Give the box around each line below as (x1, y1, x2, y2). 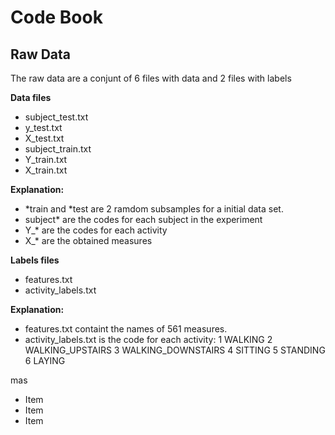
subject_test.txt (24, 111, 89, 123)
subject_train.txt (24, 143, 92, 155)
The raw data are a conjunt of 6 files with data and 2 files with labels (10, 72, 292, 84)
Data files (10, 92, 52, 103)
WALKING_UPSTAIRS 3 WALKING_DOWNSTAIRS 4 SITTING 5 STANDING (24, 344, 326, 356)
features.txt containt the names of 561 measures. (24, 323, 228, 335)
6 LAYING (24, 355, 66, 366)
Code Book (10, 6, 103, 29)
